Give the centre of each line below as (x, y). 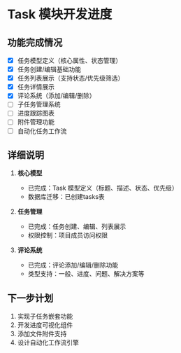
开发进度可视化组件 (45, 325)
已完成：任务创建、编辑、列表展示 (77, 227)
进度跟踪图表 (36, 113)
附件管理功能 (36, 122)
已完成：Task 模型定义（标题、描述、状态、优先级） (103, 188)
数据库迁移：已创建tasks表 (66, 197)
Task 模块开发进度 (60, 14)
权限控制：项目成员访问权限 (68, 235)
